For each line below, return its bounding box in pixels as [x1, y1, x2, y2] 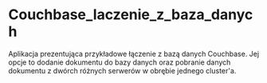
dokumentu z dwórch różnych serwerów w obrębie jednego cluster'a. [8, 65, 237, 75]
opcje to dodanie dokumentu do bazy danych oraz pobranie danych [8, 57, 231, 67]
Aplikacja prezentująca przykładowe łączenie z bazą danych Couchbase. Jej [8, 49, 260, 58]
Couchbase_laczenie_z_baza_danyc [8, 6, 253, 24]
